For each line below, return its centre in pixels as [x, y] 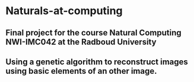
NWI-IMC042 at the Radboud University [81, 42]
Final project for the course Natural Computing [93, 33]
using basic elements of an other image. [82, 71]
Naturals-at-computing [64, 11]
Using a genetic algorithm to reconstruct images [97, 62]
